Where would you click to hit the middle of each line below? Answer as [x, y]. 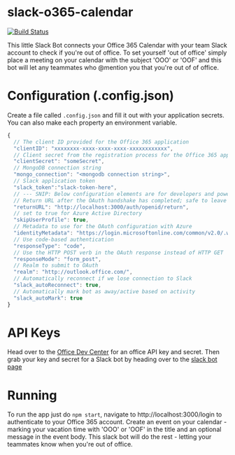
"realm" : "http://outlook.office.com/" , [73, 272]
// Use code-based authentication [64, 239]
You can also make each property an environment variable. [92, 122]
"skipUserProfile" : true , [51, 220]
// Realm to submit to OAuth [56, 266]
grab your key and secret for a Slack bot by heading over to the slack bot [113, 359]
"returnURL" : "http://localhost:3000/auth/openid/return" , [101, 207]
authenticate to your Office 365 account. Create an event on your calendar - [117, 422]
